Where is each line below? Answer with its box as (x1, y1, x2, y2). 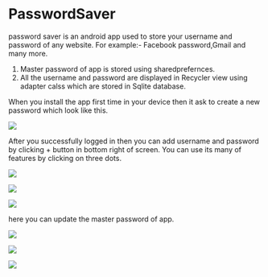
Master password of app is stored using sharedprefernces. (19, 64, 216, 73)
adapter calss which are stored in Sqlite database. (19, 81, 187, 91)
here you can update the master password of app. (8, 214, 175, 224)
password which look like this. (8, 105, 109, 115)
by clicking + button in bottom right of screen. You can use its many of (8, 144, 242, 154)
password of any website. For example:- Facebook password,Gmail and (8, 39, 246, 49)
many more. (8, 48, 48, 58)
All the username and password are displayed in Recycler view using (19, 72, 248, 82)
